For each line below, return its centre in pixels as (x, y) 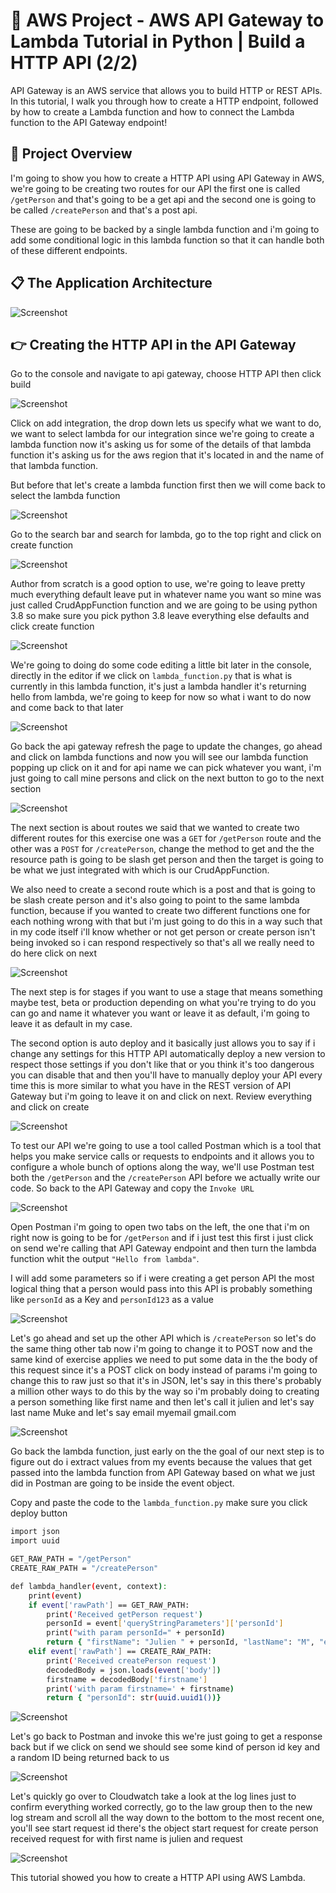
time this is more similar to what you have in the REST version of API (151, 1086)
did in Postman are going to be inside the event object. (122, 1483)
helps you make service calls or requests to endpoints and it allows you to (162, 1156)
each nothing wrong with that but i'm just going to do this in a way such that (166, 921)
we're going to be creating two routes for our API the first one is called (155, 188)
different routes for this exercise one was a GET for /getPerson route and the (166, 838)
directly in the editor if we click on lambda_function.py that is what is (151, 676)
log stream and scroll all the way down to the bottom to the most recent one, (167, 1818)
